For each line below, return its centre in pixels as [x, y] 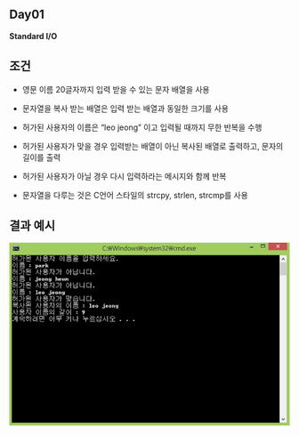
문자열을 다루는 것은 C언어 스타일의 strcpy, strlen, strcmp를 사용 [135, 195]
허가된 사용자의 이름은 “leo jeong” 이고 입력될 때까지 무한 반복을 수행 [142, 127]
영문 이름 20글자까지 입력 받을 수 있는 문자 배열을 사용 [116, 89]
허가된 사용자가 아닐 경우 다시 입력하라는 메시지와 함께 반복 [124, 176]
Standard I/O [33, 36]
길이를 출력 [41, 157]
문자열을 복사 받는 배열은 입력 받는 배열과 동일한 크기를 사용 [125, 108]
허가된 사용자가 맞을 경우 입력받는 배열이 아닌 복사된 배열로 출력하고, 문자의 [153, 146]
